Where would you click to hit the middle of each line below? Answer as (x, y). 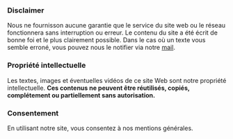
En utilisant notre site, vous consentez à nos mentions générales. (100, 128)
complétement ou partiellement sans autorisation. (81, 95)
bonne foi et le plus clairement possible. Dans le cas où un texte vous (107, 40)
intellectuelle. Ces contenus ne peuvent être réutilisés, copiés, (98, 88)
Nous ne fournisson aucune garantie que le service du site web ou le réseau (116, 26)
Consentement (33, 113)
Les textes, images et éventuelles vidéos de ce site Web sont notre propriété (117, 80)
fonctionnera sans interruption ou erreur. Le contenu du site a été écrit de (112, 33)
